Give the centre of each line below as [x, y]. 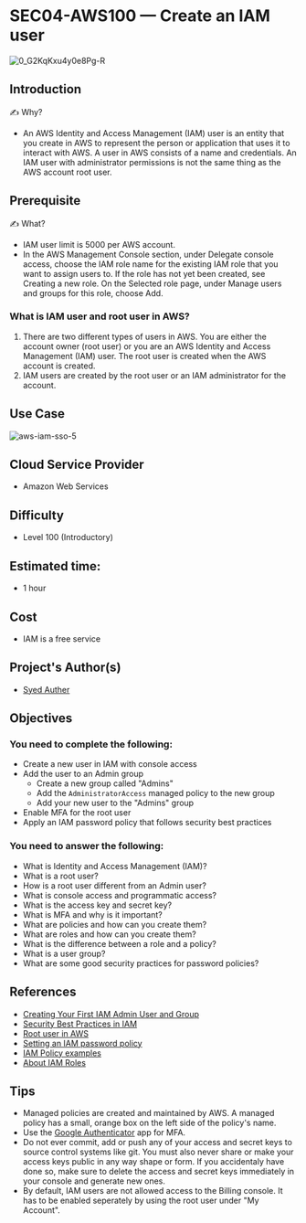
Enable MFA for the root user [77, 813]
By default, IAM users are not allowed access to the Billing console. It [153, 1191]
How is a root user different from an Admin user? [115, 885]
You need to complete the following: [91, 744]
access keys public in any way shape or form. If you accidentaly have [153, 1162]
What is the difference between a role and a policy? [119, 943]
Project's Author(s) [65, 668]
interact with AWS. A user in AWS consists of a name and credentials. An [159, 153]
